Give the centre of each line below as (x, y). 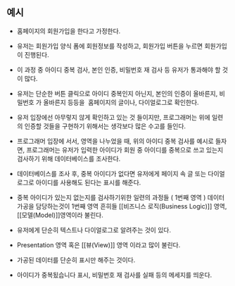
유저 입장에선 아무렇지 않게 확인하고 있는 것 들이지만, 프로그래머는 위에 (113, 117)
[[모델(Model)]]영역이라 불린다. (60, 215)
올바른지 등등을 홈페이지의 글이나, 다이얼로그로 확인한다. (121, 102)
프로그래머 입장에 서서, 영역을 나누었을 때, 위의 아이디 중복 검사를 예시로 (115, 141)
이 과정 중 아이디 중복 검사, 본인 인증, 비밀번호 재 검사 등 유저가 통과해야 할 (119, 70)
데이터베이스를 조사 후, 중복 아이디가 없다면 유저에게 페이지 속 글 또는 (112, 173)
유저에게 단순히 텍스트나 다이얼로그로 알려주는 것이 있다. (94, 230)
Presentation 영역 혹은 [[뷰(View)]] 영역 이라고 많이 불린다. (99, 244)
